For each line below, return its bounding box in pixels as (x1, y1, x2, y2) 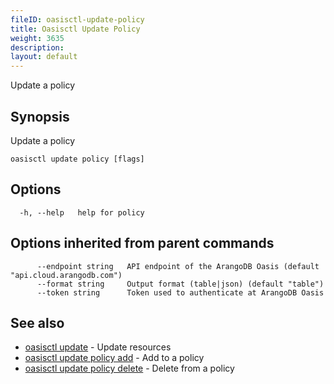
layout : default (10, 52, 78, 62)
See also (10, 314, 65, 331)
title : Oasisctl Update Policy (10, 24, 141, 34)
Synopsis (10, 108, 70, 125)
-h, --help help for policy (19, 207, 145, 218)
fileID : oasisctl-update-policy (10, 14, 145, 25)
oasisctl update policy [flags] (10, 154, 145, 164)
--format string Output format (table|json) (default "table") (36, 279, 325, 289)
